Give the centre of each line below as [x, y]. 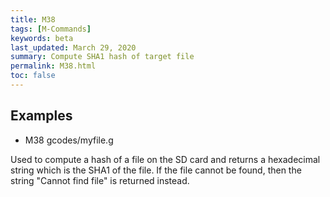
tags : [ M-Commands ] [51, 29]
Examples [41, 116]
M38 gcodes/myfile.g [69, 140]
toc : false [33, 76]
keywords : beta [42, 38]
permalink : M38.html [53, 66]
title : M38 [33, 19]
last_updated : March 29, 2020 [73, 47]
